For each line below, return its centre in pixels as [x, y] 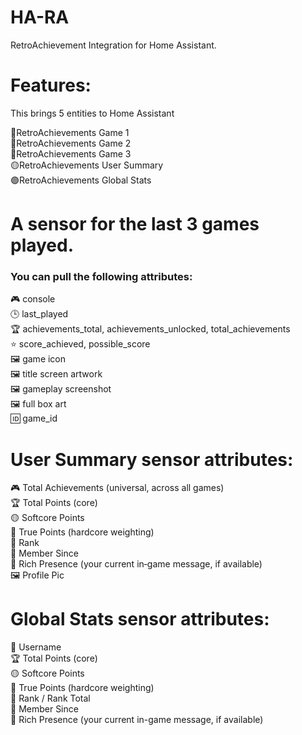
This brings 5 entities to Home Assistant [92, 113]
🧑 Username [36, 647]
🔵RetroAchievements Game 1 [70, 132]
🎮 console [33, 299]
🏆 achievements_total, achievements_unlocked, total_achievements [150, 329]
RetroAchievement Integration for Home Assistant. [113, 45]
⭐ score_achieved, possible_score [80, 344]
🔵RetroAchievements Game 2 [71, 143]
